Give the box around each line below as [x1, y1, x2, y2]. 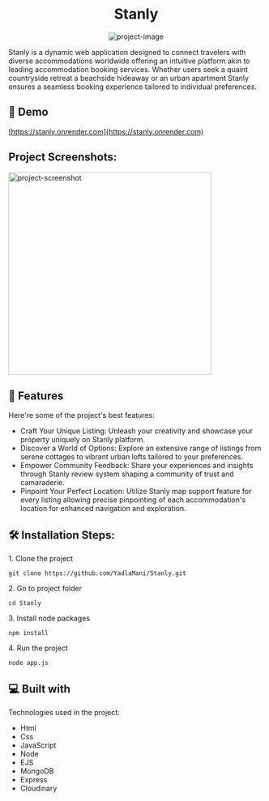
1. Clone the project [8, 554, 74, 564]
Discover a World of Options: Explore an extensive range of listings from [19, 443, 262, 454]
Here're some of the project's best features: [8, 411, 156, 420]
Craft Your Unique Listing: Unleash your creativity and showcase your [19, 426, 254, 436]
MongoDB [19, 766, 54, 776]
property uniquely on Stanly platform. [19, 435, 146, 445]
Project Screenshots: [8, 151, 117, 164]
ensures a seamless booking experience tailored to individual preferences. [8, 82, 258, 92]
